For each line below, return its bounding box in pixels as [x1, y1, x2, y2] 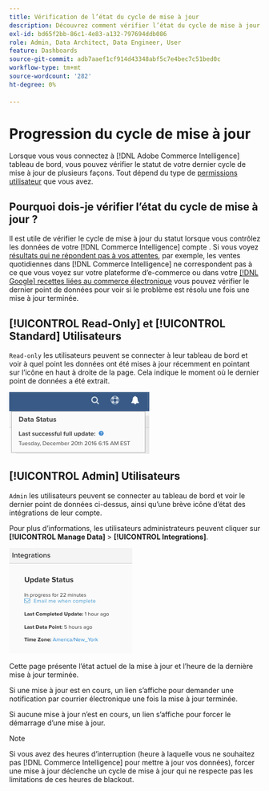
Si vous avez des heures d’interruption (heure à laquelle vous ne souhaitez [9, 748, 255, 758]
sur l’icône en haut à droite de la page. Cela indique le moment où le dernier [9, 367, 259, 377]
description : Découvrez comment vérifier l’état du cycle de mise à [9, 21, 243, 30]
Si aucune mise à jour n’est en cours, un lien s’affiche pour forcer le [9, 709, 231, 719]
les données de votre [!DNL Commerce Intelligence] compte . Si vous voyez [9, 242, 259, 252]
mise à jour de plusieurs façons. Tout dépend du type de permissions [9, 168, 239, 178]
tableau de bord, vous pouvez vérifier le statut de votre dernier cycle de [9, 160, 247, 169]
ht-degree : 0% [9, 80, 57, 88]
